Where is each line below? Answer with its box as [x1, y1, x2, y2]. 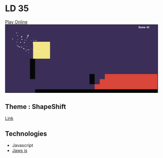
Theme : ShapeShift [5, 103, 66, 111]
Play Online [5, 19, 28, 25]
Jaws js [12, 147, 28, 153]
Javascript [12, 142, 33, 148]
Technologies [5, 129, 48, 138]
